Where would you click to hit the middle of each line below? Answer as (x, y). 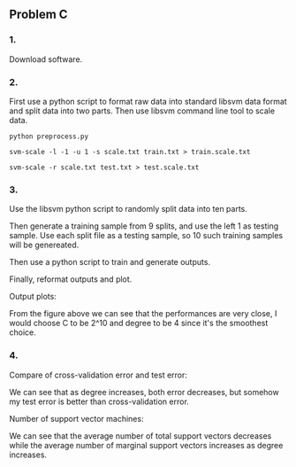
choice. (23, 332)
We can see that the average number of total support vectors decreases (140, 436)
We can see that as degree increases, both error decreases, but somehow (144, 392)
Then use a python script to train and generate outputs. (110, 262)
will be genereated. (44, 245)
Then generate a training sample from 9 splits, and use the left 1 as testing (144, 226)
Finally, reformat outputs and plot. (71, 279)
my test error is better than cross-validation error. (99, 401)
